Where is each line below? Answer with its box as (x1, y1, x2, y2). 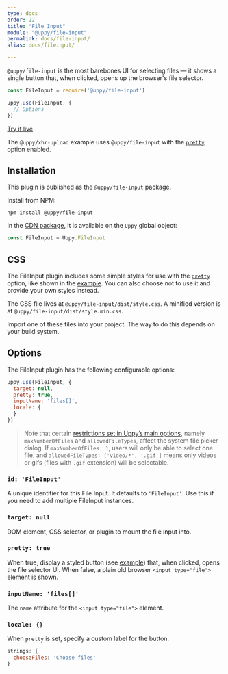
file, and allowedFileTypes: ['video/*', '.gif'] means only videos (23, 451, 217, 459)
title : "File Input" (7, 23, 66, 29)
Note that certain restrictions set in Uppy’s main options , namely (23, 429, 205, 437)
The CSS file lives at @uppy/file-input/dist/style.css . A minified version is (7, 300, 221, 308)
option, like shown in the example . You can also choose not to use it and (7, 279, 211, 287)
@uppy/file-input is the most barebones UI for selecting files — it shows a (7, 66, 217, 75)
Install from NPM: (7, 196, 56, 205)
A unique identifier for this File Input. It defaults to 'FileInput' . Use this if (7, 489, 214, 497)
